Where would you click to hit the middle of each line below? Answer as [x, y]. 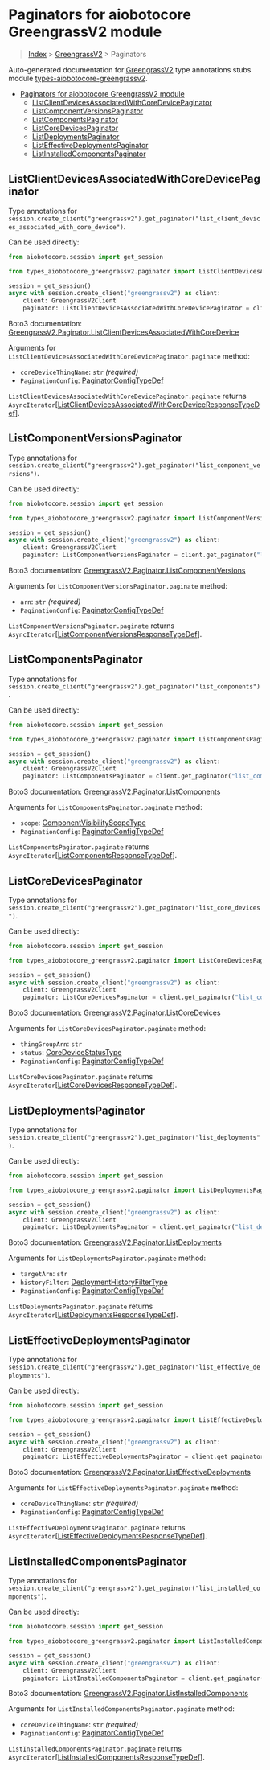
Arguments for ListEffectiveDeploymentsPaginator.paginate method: [123, 1488]
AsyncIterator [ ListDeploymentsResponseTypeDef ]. [93, 1315]
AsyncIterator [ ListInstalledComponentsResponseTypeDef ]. [106, 1757]
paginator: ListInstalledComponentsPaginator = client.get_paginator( [143, 1678]
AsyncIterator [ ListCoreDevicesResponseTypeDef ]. [93, 1085]
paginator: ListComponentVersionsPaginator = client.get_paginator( [140, 555]
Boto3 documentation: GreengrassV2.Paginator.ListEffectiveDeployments [130, 1472]
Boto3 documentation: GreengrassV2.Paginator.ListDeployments [115, 1242]
